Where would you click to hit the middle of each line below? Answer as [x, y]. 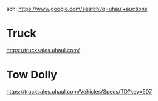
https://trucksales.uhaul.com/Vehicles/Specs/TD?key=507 [79, 91]
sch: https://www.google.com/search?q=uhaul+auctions [77, 9]
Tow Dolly [32, 75]
